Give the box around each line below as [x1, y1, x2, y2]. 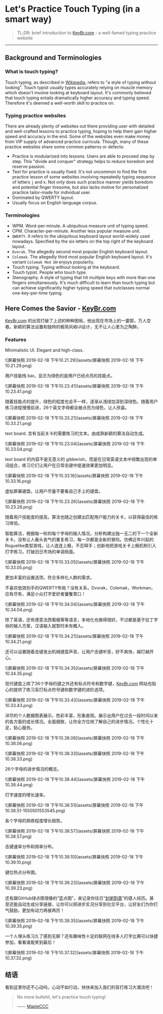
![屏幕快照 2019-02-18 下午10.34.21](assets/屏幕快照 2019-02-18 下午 [5, 633, 144, 639]
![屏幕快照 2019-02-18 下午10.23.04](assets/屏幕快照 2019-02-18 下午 [5, 441, 145, 447]
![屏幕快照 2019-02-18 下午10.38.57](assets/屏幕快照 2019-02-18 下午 [5, 828, 145, 834]
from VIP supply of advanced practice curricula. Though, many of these [5, 139, 149, 144]
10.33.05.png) [5, 565, 33, 570]
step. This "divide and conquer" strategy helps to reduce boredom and [12, 158, 154, 164]
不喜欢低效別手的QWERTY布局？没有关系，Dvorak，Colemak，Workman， [5, 585, 155, 591]
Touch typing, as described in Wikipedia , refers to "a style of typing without [5, 79, 156, 85]
